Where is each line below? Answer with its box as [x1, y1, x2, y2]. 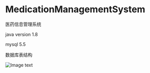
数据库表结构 [5, 52, 32, 58]
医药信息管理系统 [5, 21, 41, 27]
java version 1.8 [5, 31, 38, 37]
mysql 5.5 [5, 41, 26, 47]
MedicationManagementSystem [5, 4, 145, 15]
